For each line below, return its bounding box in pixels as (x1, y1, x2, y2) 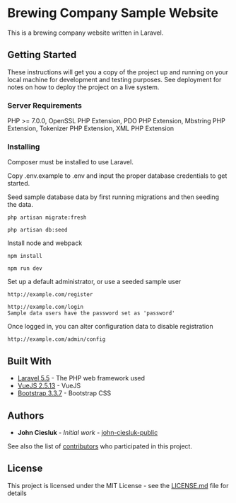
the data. (7, 200, 33, 209)
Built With (7, 355, 52, 367)
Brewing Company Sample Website (7, 5, 219, 21)
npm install (7, 253, 42, 260)
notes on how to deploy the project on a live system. (7, 83, 160, 91)
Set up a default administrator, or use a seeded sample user (7, 278, 182, 286)
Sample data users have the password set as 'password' (7, 310, 175, 317)
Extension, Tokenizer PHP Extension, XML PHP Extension (7, 124, 175, 132)
